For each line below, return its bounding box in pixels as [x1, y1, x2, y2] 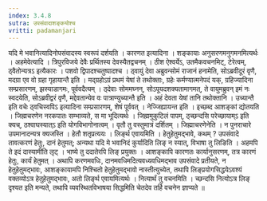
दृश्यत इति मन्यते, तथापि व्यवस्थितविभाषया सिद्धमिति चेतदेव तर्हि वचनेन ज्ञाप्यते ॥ [8, 183, 205, 192]
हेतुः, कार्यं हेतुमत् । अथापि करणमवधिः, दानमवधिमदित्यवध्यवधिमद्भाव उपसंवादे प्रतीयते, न [8, 156, 226, 166]
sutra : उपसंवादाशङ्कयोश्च [8, 19, 76, 27]
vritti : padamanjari [8, 26, 77, 34]
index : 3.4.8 [8, 11, 52, 20]
